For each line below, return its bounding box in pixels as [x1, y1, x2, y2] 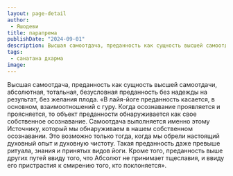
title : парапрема [7, 29, 58, 37]
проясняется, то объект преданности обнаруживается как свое [7, 110, 197, 118]
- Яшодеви [10, 23, 39, 30]
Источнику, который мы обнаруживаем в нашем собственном [7, 124, 193, 133]
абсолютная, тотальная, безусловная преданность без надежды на [7, 88, 208, 96]
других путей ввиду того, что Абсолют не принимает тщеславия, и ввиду [7, 153, 225, 162]
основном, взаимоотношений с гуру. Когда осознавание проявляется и [7, 102, 221, 110]
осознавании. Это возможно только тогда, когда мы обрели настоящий [7, 132, 220, 140]
